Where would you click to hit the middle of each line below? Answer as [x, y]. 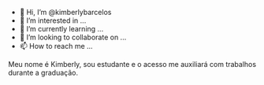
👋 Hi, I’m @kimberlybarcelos [65, 12]
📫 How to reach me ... [56, 46]
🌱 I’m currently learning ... [61, 29]
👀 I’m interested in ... [53, 20]
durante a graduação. [43, 72]
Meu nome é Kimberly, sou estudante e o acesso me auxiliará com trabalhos [132, 64]
